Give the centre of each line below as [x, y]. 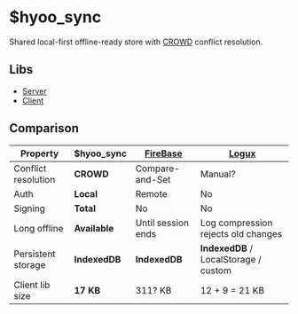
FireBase [164, 153]
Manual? [218, 174]
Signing [30, 208]
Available [94, 228]
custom [216, 271]
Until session [162, 223]
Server [34, 90]
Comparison [44, 128]
